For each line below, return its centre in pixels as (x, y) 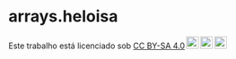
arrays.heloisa (63, 17)
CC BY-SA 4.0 (159, 46)
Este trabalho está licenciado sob (70, 46)
